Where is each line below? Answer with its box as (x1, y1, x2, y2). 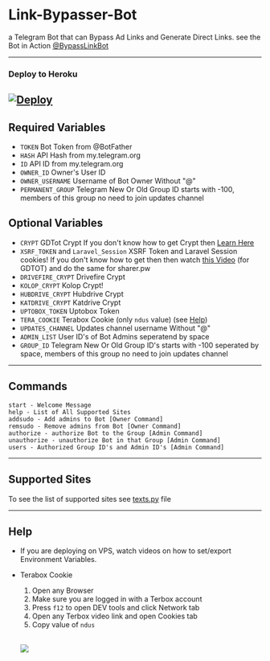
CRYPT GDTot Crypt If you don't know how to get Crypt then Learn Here (19, 237, 255, 247)
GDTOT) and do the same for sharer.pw (19, 263, 151, 273)
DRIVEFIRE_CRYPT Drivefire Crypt (19, 272, 126, 281)
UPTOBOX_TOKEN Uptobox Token (19, 306, 121, 315)
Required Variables (8, 121, 106, 134)
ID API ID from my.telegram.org (19, 159, 124, 169)
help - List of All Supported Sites (8, 408, 131, 416)
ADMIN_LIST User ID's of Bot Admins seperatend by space (19, 331, 210, 341)
